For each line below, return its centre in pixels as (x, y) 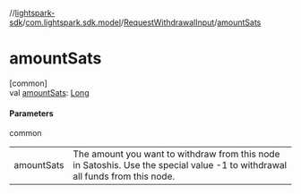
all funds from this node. (124, 176)
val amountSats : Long (49, 92)
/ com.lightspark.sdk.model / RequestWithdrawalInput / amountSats (142, 22)
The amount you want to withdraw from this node (176, 154)
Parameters (31, 113)
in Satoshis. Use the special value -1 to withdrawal (180, 165)
